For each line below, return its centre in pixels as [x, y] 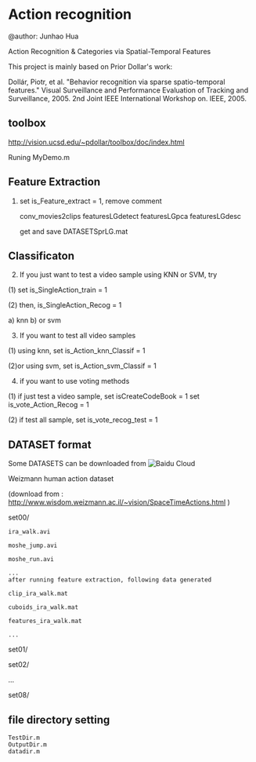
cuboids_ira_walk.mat [43, 607]
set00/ [19, 518]
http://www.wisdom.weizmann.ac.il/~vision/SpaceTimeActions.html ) [119, 502]
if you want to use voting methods [74, 381]
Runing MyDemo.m [39, 157]
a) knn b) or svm [34, 320]
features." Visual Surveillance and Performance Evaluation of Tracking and [128, 90]
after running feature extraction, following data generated [110, 580]
